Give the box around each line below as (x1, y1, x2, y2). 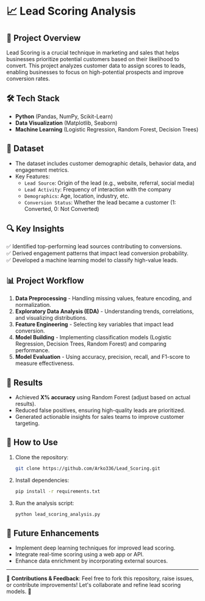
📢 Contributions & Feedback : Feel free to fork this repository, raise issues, (6, 575, 194, 582)
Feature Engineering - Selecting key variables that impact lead (15, 321, 174, 328)
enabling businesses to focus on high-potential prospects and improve (6, 68, 184, 76)
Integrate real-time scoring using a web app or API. (15, 551, 144, 558)
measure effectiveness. (15, 359, 74, 367)
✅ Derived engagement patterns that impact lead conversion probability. (6, 249, 189, 257)
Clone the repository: (15, 453, 69, 461)
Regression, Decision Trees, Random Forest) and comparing (15, 340, 167, 348)
